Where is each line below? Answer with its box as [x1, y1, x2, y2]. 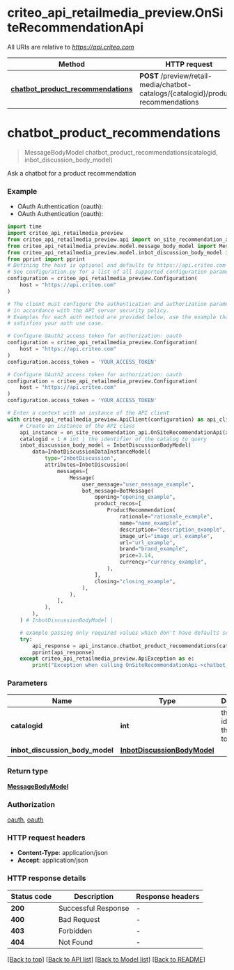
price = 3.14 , [119, 552, 155, 559]
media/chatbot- [139, 79, 192, 89]
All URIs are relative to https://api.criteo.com [7, 43, 134, 51]
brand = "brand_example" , [119, 546, 189, 553]
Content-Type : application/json [17, 849, 108, 857]
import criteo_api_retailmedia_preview [7, 230, 123, 237]
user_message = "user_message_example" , [81, 481, 195, 488]
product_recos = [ [94, 500, 141, 507]
